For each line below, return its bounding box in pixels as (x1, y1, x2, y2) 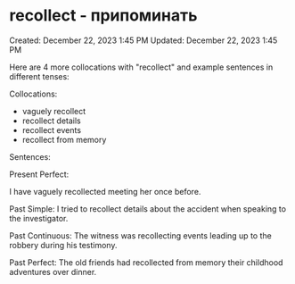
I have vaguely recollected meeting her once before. (9, 186, 201, 196)
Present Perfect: (9, 169, 70, 180)
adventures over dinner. (9, 266, 97, 277)
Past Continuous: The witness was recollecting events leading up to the (9, 230, 272, 241)
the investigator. (9, 213, 69, 223)
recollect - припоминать (9, 5, 198, 26)
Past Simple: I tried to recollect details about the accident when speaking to (9, 203, 287, 214)
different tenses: (9, 71, 70, 81)
